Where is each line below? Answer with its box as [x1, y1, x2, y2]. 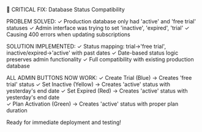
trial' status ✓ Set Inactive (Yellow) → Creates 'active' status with [6, 80, 170, 88]
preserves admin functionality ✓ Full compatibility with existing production [6, 56, 194, 63]
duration [6, 107, 28, 114]
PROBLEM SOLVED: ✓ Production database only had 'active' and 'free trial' [6, 18, 196, 25]
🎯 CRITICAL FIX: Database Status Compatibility [6, 6, 125, 13]
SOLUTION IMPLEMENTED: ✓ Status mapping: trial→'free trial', [6, 43, 166, 50]
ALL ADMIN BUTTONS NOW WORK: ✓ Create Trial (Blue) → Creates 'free [6, 74, 192, 81]
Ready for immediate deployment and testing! [6, 118, 121, 126]
